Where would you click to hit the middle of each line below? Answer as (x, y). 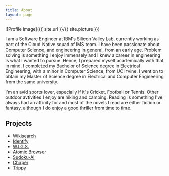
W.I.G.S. (21, 147)
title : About (19, 10)
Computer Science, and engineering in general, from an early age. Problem (83, 50)
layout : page (19, 15)
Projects (19, 124)
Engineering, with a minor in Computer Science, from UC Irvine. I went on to (84, 71)
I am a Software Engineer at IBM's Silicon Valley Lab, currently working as (82, 39)
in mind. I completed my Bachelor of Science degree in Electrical (73, 66)
